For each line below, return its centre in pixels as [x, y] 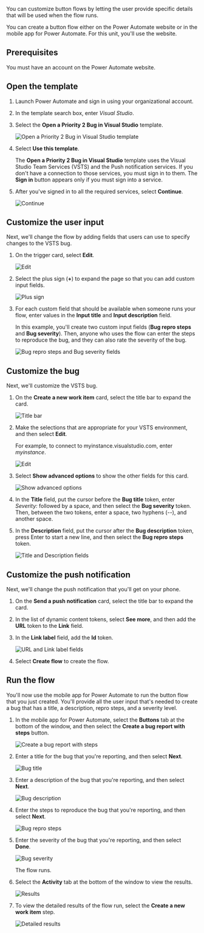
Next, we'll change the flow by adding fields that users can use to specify [98, 237]
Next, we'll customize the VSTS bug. [52, 386]
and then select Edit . [41, 434]
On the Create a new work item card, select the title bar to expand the [103, 398]
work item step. [35, 912]
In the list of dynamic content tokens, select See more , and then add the [105, 619]
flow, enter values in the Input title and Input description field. [93, 315]
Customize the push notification [68, 575]
